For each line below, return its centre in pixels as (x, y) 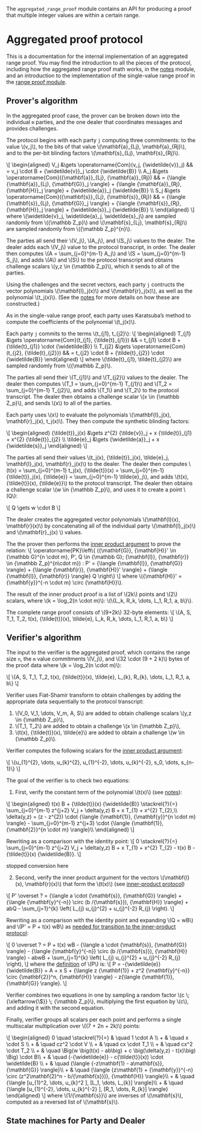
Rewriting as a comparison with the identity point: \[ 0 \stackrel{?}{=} (92, 841)
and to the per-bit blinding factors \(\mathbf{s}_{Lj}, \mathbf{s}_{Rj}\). (93, 153)
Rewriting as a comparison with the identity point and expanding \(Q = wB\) (100, 920)
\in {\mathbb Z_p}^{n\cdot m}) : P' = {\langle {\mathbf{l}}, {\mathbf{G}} (94, 563)
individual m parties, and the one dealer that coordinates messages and (94, 122)
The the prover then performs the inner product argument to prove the (93, 544)
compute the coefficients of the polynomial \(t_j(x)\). (71, 322)
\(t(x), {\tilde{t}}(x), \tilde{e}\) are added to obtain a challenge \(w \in (100, 732)
